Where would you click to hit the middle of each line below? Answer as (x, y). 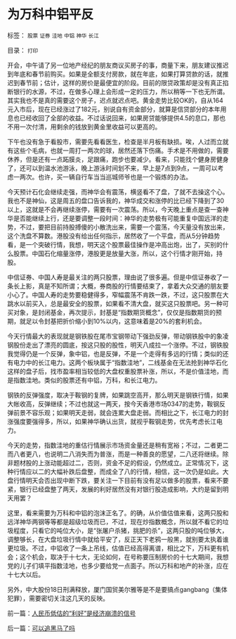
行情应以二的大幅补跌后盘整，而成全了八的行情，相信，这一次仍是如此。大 (121, 472)
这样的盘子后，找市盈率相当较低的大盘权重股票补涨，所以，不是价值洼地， (115, 371)
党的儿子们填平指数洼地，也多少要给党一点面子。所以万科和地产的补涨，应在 (118, 565)
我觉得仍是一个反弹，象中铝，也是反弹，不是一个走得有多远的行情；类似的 (115, 353)
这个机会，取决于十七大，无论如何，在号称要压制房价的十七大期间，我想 (124, 557)
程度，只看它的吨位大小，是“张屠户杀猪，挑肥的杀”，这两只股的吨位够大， (120, 530)
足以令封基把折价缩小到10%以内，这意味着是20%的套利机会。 (116, 321)
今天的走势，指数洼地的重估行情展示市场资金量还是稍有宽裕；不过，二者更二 (118, 445)
